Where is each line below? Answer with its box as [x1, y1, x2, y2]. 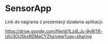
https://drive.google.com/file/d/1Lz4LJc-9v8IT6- [5, 28, 103, 34]
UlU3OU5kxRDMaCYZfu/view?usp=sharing [5, 33, 92, 39]
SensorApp [5, 3, 52, 14]
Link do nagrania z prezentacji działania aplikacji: [5, 19, 103, 25]
